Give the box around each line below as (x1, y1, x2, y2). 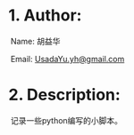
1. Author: (8, 5, 82, 26)
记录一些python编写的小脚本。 (10, 115, 122, 125)
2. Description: (8, 85, 121, 105)
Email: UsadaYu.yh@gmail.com (10, 53, 125, 64)
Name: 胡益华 (10, 36, 61, 46)
